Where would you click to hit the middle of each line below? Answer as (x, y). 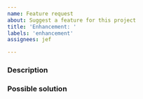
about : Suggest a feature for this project (72, 20)
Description (28, 70)
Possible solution (38, 89)
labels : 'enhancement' (40, 33)
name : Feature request (40, 14)
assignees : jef (29, 40)
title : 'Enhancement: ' (42, 26)
